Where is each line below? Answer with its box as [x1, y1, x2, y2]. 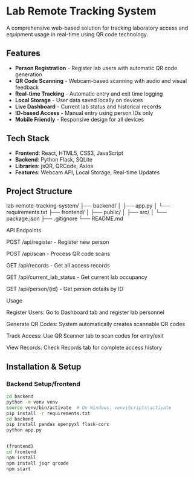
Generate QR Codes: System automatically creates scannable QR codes [6, 321, 186, 328]
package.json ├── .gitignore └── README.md [6, 215, 124, 222]
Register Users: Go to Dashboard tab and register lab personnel [6, 309, 165, 316]
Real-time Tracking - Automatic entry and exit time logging [15, 90, 163, 97]
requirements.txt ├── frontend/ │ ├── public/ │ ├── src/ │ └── [6, 209, 167, 216]
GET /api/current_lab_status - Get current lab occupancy [6, 273, 147, 281]
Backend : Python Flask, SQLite [15, 156, 92, 163]
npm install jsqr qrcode [6, 460, 69, 467]
